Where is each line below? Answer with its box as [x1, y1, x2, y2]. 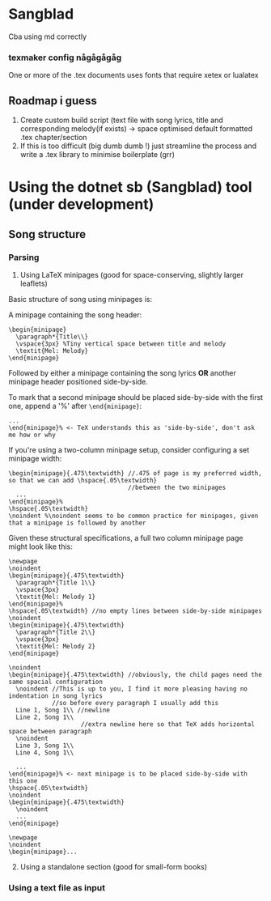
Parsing [8, 252, 40, 263]
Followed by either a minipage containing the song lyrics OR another [8, 368, 236, 377]
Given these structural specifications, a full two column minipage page [8, 533, 243, 542]
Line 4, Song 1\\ [15, 748, 74, 757]
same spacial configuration [8, 678, 104, 686]
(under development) [8, 195, 155, 214]
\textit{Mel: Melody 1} [15, 593, 95, 601]
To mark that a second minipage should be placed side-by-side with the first [8, 392, 264, 402]
